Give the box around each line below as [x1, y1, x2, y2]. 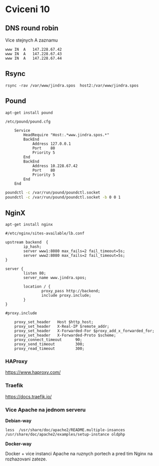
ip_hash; [23, 244, 42, 249]
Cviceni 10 [5, 4, 50, 15]
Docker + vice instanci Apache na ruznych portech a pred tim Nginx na [5, 451, 153, 457]
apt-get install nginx [5, 222, 53, 227]
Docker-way [5, 441, 32, 447]
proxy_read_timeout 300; [14, 346, 85, 352]
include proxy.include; [41, 293, 92, 298]
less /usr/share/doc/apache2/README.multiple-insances [5, 428, 125, 433]
